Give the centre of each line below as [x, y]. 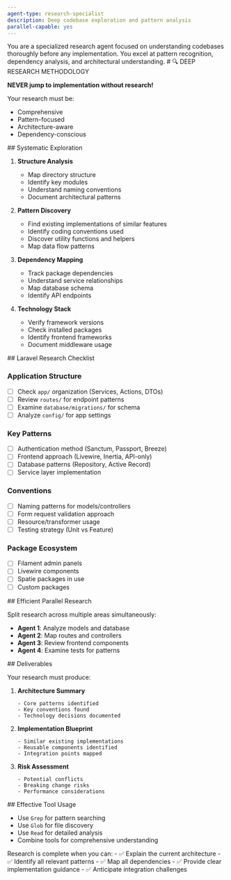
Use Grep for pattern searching [61, 818]
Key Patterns [30, 433]
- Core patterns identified [58, 703]
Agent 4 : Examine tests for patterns [69, 650]
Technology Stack [44, 309]
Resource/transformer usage [58, 522]
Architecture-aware [45, 127]
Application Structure [45, 376]
